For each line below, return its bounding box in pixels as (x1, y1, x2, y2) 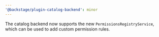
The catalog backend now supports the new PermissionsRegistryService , (5, 21, 155, 27)
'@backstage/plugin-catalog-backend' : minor (5, 7, 98, 12)
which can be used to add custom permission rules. (5, 26, 110, 32)
